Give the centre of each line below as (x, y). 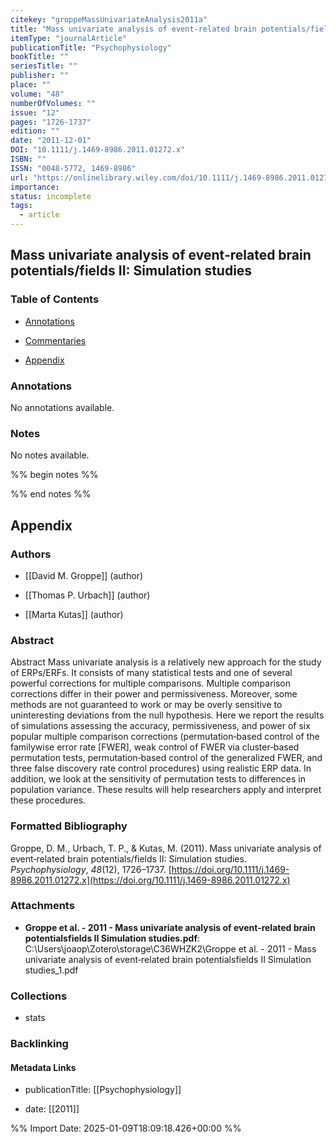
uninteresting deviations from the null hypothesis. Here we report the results (167, 715)
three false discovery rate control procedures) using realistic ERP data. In (161, 768)
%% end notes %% (51, 494)
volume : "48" (37, 94)
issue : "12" (35, 112)
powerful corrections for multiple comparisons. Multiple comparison (151, 683)
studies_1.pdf (51, 970)
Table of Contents (55, 299)
